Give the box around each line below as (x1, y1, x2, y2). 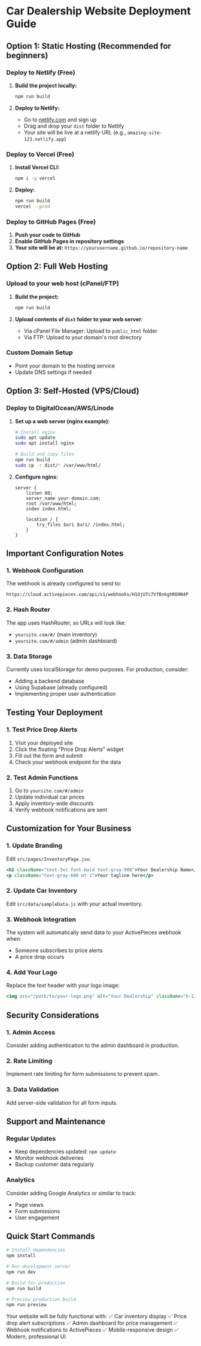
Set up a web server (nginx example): (14, 417, 110, 424)
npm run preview (6, 1302, 47, 1308)
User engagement (14, 1214, 60, 1221)
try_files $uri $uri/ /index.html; (36, 521, 126, 528)
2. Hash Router (6, 605, 51, 614)
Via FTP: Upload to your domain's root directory (23, 333, 142, 340)
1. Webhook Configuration (6, 566, 84, 575)
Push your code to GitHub (14, 231, 81, 238)
